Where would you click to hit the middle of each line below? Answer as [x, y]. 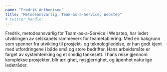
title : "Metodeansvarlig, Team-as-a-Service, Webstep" [64, 14]
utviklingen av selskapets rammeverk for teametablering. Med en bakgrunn [83, 38]
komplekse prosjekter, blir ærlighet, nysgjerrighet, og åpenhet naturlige [79, 60]
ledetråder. [17, 65]
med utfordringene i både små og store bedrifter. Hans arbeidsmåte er [78, 49]
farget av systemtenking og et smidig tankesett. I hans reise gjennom [76, 54]
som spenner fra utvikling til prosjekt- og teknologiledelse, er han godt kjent [83, 44]
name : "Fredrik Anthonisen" [35, 10]
